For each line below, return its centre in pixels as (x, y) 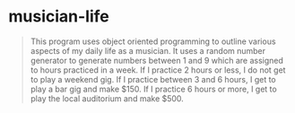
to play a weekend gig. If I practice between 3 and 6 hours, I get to (153, 79)
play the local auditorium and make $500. (107, 98)
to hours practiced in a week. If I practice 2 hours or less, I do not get (158, 70)
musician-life (59, 17)
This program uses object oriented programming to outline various (153, 41)
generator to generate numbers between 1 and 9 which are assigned (157, 60)
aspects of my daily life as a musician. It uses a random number (148, 50)
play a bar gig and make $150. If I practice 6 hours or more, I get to (153, 89)
